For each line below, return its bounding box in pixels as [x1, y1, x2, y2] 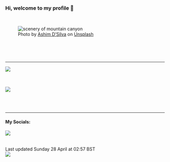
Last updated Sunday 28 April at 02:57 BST [5, 146, 96, 152]
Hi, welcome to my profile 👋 [5, 5, 74, 12]
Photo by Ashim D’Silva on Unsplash [18, 31, 94, 37]
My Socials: [5, 118, 31, 125]
